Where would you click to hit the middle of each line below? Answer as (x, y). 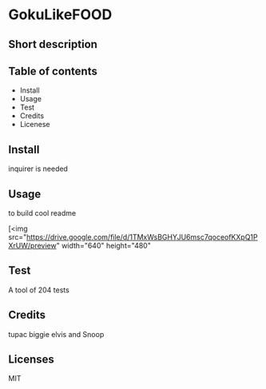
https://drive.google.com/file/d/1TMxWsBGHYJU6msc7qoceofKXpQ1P (142, 237)
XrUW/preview (33, 246)
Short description (53, 44)
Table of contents (53, 71)
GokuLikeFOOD (60, 15)
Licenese (35, 125)
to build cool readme (42, 213)
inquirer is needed (38, 169)
